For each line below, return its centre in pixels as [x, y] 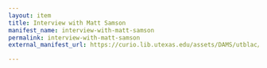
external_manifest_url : [48, 45]
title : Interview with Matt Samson [67, 23]
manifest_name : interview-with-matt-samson [81, 30]
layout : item [30, 15]
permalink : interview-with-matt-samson [74, 38]
